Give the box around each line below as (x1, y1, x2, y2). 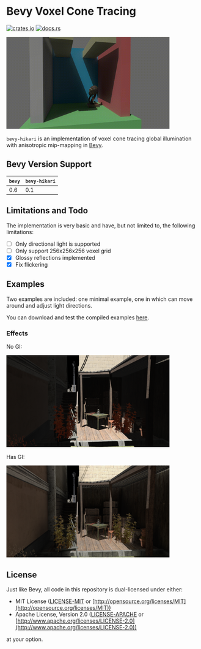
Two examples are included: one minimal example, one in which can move (6, 295, 193, 303)
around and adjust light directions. (6, 302, 93, 309)
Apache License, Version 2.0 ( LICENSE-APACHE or (15, 610, 144, 618)
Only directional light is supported (15, 240, 101, 248)
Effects (6, 329, 29, 338)
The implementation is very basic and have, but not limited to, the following (6, 222, 196, 229)
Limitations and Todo (6, 205, 89, 216)
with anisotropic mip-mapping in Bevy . (6, 141, 103, 148)
